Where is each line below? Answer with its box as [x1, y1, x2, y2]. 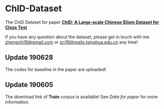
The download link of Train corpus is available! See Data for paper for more [5, 94, 158, 100]
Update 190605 [5, 81, 53, 89]
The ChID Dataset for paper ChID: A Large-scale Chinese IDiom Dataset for [5, 19, 159, 25]
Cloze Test [5, 24, 27, 30]
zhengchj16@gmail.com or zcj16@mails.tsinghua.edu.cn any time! [5, 39, 138, 45]
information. [5, 99, 30, 105]
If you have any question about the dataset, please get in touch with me [5, 34, 149, 40]
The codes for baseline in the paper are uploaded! [5, 66, 106, 72]
